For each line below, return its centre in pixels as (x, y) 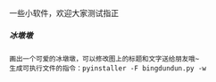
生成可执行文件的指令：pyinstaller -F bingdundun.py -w (108, 68)
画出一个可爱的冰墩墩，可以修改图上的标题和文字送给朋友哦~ (104, 59)
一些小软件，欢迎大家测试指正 (64, 13)
